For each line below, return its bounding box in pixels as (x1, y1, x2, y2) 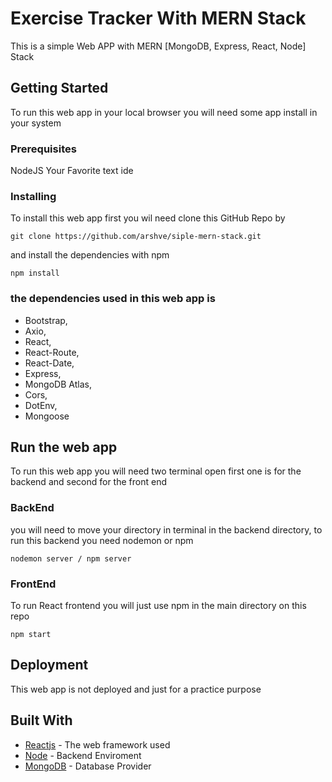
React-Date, (24, 357, 75, 369)
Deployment (10, 657, 89, 674)
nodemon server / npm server (10, 553, 132, 564)
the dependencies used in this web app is (10, 292, 216, 306)
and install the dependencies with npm (10, 249, 170, 261)
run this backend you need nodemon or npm (10, 534, 194, 546)
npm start (10, 630, 52, 640)
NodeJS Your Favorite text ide (10, 165, 134, 177)
